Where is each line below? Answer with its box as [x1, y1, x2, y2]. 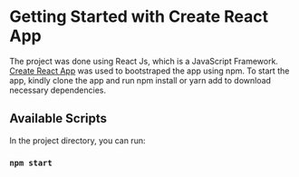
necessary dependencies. [9, 84, 107, 95]
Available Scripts [9, 111, 107, 126]
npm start [9, 157, 53, 168]
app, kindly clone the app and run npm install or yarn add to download [9, 74, 272, 85]
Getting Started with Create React [9, 6, 269, 27]
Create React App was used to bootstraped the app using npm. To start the [9, 65, 290, 76]
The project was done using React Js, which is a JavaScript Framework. [9, 55, 279, 66]
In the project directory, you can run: [9, 134, 146, 146]
